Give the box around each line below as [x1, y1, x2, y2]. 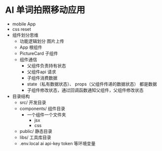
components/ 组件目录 [19, 105, 65, 111]
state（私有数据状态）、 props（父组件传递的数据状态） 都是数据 [27, 81, 157, 87]
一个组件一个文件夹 [27, 111, 66, 118]
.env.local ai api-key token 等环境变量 [19, 140, 96, 146]
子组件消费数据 [27, 75, 58, 81]
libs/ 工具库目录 [19, 134, 52, 140]
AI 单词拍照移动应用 [5, 4, 85, 16]
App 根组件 [19, 44, 43, 50]
